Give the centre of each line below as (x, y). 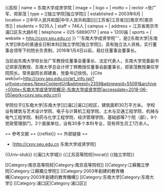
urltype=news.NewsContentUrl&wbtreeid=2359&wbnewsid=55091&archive (81, 84)
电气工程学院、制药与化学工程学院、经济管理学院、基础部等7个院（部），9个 (81, 117)
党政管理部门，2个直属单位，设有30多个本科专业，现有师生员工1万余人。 (78, 123)
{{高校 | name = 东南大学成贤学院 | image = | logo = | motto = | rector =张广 (81, 8)
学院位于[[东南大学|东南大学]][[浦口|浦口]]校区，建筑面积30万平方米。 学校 (80, 105)
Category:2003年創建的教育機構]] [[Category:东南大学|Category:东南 (80, 177)
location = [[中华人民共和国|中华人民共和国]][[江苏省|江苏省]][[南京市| (75, 20)
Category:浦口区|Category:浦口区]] (52, 183)
